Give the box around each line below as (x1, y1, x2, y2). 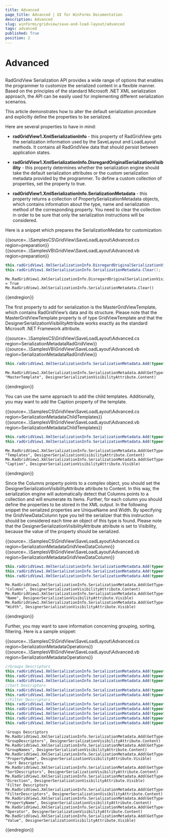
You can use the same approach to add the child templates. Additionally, (5, 393, 155, 399)
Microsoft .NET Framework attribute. (5, 326, 81, 332)
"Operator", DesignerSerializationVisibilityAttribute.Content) (5, 809, 143, 814)
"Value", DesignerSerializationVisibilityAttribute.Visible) (5, 818, 136, 823)
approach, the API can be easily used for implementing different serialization (5, 93, 164, 99)
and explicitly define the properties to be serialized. (5, 114, 112, 120)
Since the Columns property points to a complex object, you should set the (5, 480, 160, 486)
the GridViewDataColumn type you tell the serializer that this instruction (5, 512, 153, 518)
